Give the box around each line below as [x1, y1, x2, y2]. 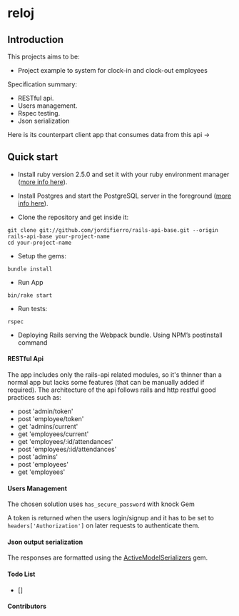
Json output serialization [7, 537, 83, 546]
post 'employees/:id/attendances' [17, 445, 117, 454]
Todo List [7, 570, 36, 579]
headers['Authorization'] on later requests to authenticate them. [7, 521, 200, 530]
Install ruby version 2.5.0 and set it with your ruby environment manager [17, 170, 230, 178]
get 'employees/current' [17, 430, 89, 438]
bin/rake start [7, 291, 53, 299]
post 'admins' [17, 453, 59, 461]
